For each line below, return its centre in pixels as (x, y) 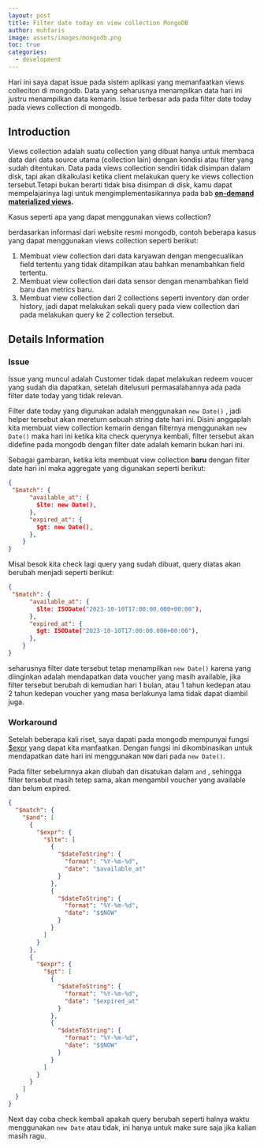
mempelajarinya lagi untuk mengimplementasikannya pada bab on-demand (131, 193)
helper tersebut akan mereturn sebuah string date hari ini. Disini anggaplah (130, 420)
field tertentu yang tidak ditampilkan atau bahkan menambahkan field (132, 264)
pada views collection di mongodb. (65, 107)
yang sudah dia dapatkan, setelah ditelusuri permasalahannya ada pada (125, 387)
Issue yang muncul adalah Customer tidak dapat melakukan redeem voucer (131, 379)
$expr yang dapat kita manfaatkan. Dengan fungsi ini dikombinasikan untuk (131, 748)
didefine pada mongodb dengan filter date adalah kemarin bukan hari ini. (126, 445)
